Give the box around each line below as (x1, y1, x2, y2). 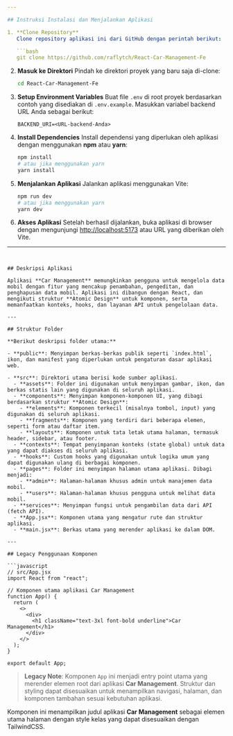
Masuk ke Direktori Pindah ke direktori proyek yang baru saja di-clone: (17, 67, 221, 75)
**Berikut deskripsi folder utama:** (7, 338, 116, 345)
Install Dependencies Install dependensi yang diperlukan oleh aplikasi (17, 133, 218, 142)
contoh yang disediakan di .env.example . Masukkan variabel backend (17, 100, 216, 108)
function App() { (7, 593, 58, 601)
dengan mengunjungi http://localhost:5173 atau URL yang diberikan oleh (17, 226, 224, 234)
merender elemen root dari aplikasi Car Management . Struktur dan (24, 680, 216, 688)
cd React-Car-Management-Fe (17, 81, 98, 87)
